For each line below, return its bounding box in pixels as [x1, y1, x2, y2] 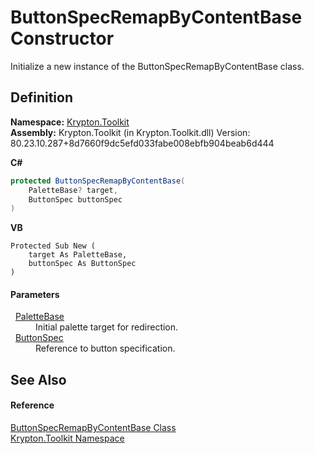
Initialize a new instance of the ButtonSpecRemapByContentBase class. [10, 60, 305, 72]
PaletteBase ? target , [28, 185, 118, 195]
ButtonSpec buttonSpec [28, 194, 123, 205]
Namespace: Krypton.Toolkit [10, 116, 130, 128]
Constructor [10, 27, 115, 50]
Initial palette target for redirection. [35, 321, 179, 333]
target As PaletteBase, [28, 250, 128, 260]
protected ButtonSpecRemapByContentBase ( [10, 176, 186, 186]
